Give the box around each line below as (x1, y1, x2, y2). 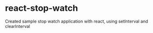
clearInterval (5, 23, 31, 29)
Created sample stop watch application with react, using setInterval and (5, 18, 149, 24)
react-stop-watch (5, 3, 78, 14)
